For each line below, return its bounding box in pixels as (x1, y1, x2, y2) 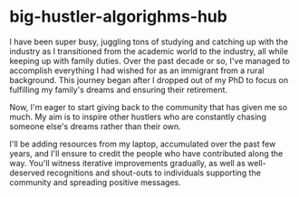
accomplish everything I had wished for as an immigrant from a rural (9, 65, 265, 76)
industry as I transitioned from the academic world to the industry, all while (9, 45, 288, 56)
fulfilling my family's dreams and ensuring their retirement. (9, 84, 228, 95)
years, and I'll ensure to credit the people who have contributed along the (9, 147, 284, 159)
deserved (9, 167, 45, 178)
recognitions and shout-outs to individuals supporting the (46, 167, 261, 178)
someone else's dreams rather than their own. (9, 120, 181, 132)
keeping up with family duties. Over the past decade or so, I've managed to (9, 55, 290, 66)
